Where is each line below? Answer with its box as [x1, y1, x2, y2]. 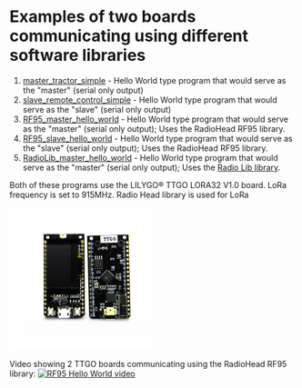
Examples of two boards [9, 6, 196, 27]
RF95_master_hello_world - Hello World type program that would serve [22, 114, 289, 124]
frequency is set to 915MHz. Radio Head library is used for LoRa [9, 189, 249, 200]
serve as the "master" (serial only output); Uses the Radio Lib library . [22, 162, 281, 173]
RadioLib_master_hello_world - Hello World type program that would [22, 152, 279, 163]
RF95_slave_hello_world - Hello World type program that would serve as [22, 133, 293, 144]
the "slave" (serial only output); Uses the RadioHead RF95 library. [22, 143, 268, 154]
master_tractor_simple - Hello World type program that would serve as [22, 75, 287, 85]
